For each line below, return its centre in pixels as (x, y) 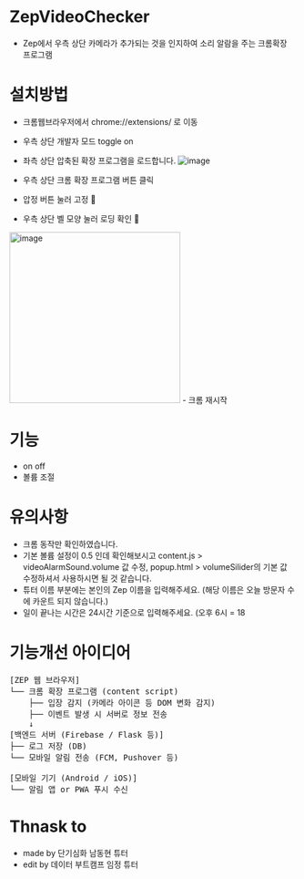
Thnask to (48, 826)
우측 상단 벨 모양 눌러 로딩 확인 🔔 (81, 218)
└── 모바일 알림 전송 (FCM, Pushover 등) (94, 757)
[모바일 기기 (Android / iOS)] (74, 778)
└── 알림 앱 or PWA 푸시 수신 (69, 789)
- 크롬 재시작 (204, 399)
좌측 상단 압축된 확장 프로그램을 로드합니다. (99, 160)
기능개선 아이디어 (70, 652)
